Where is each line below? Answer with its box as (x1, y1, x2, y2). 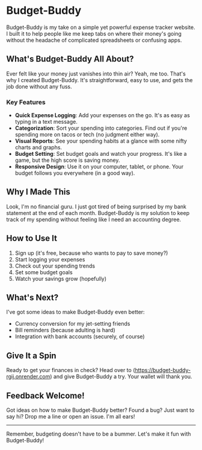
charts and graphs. (14, 144, 62, 151)
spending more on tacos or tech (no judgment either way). (14, 131, 160, 138)
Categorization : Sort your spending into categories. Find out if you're (14, 124, 188, 132)
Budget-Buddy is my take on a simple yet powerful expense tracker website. (6, 24, 195, 31)
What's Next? (6, 292, 59, 303)
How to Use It (6, 233, 57, 243)
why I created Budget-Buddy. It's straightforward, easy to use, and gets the (6, 76, 193, 83)
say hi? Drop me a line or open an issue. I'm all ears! (6, 413, 135, 420)
